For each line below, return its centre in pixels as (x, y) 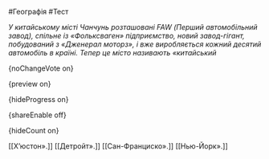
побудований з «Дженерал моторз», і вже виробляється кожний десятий (135, 44)
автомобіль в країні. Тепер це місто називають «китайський (112, 53)
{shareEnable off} (37, 115)
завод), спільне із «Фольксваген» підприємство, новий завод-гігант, (126, 36)
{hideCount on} (34, 130)
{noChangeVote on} (41, 68)
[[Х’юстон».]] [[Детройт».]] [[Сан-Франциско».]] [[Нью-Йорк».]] (118, 146)
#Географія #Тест (39, 12)
